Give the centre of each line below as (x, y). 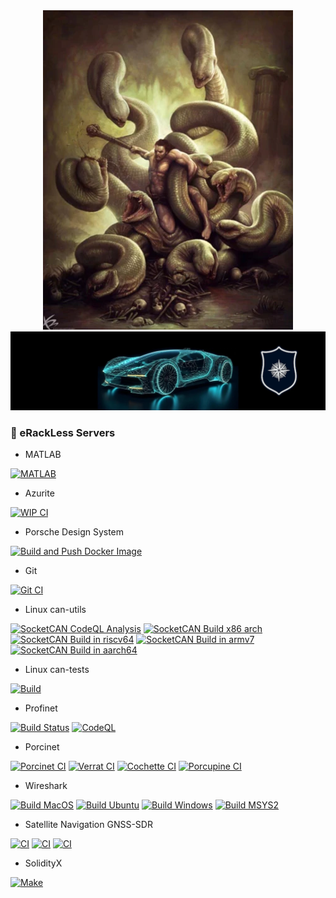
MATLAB (43, 455)
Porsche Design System (74, 532)
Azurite (39, 493)
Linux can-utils (55, 610)
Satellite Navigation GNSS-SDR (88, 825)
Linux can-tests (57, 670)
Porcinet (42, 747)
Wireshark (46, 786)
